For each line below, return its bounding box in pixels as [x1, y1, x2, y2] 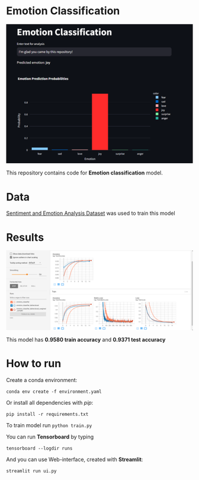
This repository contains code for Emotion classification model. [6, 169, 163, 176]
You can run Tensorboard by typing [6, 433, 94, 440]
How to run [6, 357, 62, 370]
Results [6, 230, 44, 244]
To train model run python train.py [6, 421, 92, 428]
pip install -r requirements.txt [6, 411, 89, 417]
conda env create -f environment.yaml [6, 389, 102, 395]
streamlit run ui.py [6, 468, 57, 474]
